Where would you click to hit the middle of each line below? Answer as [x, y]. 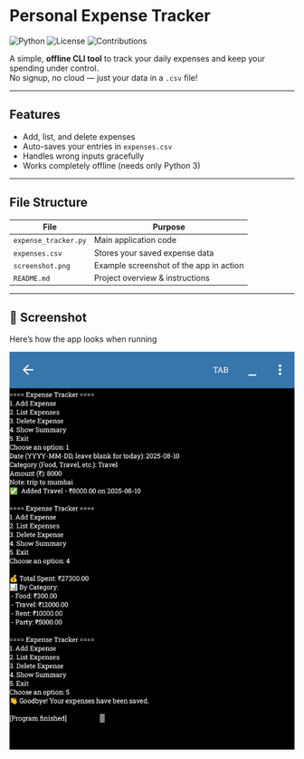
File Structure [48, 203]
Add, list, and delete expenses [79, 136]
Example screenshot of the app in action [169, 265]
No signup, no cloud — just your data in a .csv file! [104, 77]
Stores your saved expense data [154, 253]
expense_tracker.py [50, 241]
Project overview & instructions [152, 278]
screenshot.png [42, 266]
